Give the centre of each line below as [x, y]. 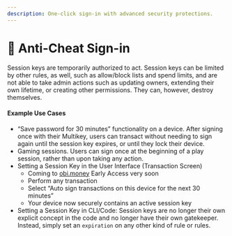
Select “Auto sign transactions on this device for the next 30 [114, 188]
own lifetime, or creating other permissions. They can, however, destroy [110, 90]
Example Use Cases [37, 113]
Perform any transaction [62, 180]
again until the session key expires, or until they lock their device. [111, 143]
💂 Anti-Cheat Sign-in [69, 48]
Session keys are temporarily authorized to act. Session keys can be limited [116, 68]
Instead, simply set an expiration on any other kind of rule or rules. [114, 225]
